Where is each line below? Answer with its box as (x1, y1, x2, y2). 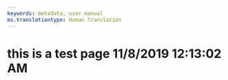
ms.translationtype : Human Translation (7, 16, 122, 23)
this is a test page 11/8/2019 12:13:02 (7, 46, 222, 62)
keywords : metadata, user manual (7, 10, 103, 17)
